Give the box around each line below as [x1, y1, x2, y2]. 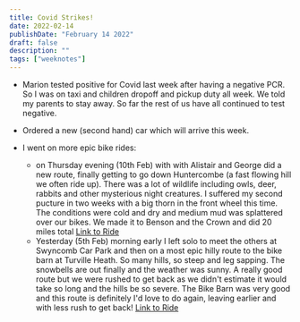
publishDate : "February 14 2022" [9, 30, 134, 38]
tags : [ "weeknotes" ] [9, 55, 87, 64]
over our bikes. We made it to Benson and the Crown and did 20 [35, 216, 272, 227]
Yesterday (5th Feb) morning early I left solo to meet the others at [35, 236, 278, 246]
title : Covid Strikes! [9, 13, 94, 22]
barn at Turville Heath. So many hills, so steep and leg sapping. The [35, 255, 285, 265]
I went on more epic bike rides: [21, 142, 137, 153]
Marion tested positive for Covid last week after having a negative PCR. [21, 80, 285, 89]
